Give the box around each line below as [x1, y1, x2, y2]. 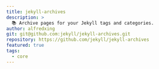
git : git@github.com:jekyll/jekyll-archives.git [6, 31, 131, 37]
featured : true [6, 43, 45, 49]
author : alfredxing [6, 25, 55, 32]
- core [11, 53, 28, 59]
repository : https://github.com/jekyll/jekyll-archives [6, 37, 149, 43]
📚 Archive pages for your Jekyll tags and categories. [11, 20, 154, 26]
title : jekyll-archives [6, 8, 66, 15]
